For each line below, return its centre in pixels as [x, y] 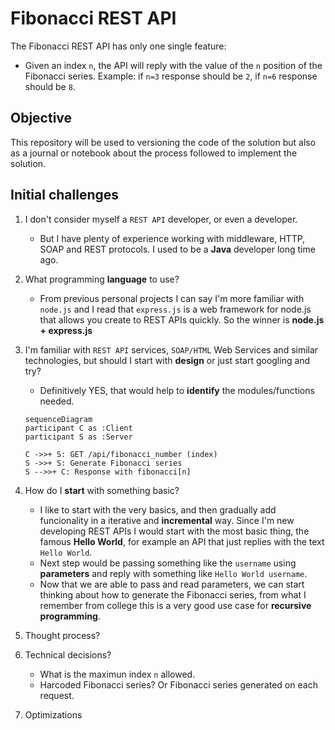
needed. [57, 401]
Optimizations [53, 714]
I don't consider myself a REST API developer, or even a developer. [161, 219]
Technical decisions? [68, 654]
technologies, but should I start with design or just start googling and [167, 360]
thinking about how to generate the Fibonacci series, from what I [173, 594]
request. [57, 695]
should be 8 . [50, 86]
